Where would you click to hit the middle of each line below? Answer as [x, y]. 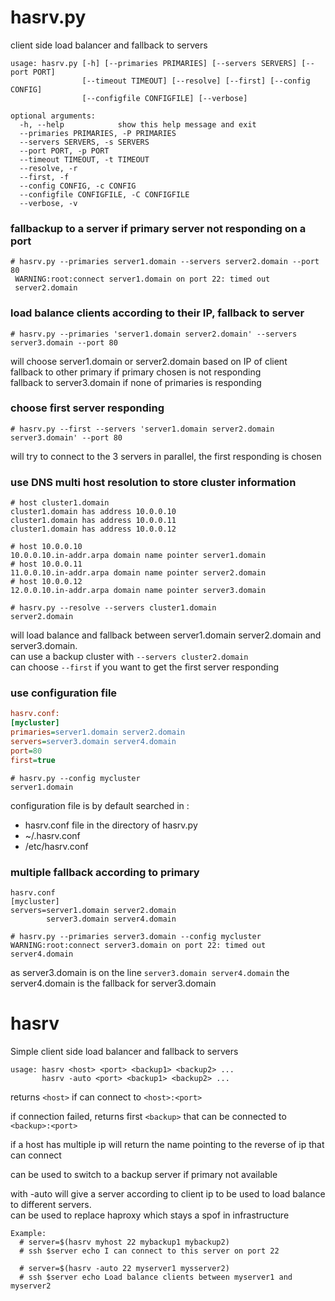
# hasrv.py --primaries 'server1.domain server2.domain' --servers [154, 334]
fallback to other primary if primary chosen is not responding [136, 372]
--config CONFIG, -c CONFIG [78, 186]
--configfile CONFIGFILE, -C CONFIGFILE [104, 194]
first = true [33, 760]
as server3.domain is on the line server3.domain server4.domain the [150, 972]
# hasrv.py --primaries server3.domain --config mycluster [136, 936]
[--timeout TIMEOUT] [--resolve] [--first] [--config [196, 81]
